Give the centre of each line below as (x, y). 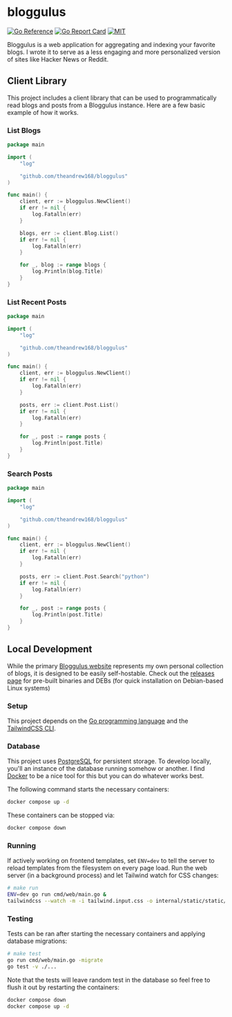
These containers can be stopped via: (61, 815)
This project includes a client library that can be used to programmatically (112, 98)
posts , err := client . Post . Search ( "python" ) (85, 576)
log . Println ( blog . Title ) (68, 272)
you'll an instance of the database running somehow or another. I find (106, 769)
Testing (20, 919)
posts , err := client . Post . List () (69, 405)
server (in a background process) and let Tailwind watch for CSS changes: (113, 875)
